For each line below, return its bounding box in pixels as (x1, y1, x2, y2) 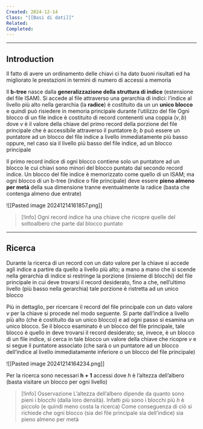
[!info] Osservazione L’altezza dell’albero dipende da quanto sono (21, 390, 184, 397)
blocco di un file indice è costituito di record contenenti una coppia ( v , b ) (6, 114, 187, 121)
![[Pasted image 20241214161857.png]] (6, 202, 103, 209)
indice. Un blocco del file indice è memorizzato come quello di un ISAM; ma (6, 171, 195, 178)
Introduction (6, 54, 54, 64)
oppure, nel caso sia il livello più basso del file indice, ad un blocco (6, 140, 172, 147)
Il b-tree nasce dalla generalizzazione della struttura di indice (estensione (6, 88, 193, 96)
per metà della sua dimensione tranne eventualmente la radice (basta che (6, 184, 190, 191)
